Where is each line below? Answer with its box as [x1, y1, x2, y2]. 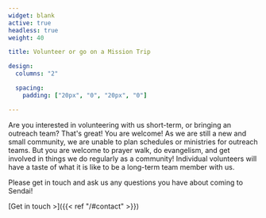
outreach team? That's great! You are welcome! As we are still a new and [8, 128, 247, 138]
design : [8, 63, 34, 71]
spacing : [15, 84, 44, 92]
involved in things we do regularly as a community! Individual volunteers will [8, 154, 257, 163]
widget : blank [8, 11, 56, 20]
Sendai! [8, 185, 33, 195]
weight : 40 [8, 33, 44, 42]
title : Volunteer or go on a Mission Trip [8, 48, 151, 56]
